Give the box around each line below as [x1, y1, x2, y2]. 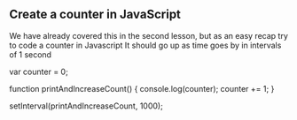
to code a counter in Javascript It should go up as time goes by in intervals [9, 40, 282, 50]
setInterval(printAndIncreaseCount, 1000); [9, 101, 164, 111]
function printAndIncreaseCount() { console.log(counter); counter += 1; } [9, 83, 275, 94]
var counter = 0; [9, 66, 68, 77]
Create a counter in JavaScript [9, 7, 182, 22]
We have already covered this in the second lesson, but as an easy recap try [9, 30, 288, 41]
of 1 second [9, 49, 51, 60]
